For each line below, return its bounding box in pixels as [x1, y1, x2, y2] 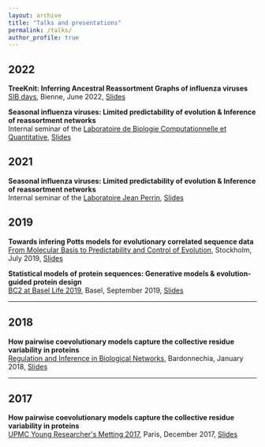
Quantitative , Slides [8, 132, 72, 142]
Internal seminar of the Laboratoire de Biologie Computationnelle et [8, 124, 227, 134]
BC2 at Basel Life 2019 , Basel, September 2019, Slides [8, 285, 184, 295]
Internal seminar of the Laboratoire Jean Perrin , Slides [8, 192, 184, 202]
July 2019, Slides [8, 253, 63, 263]
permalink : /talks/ [8, 26, 73, 34]
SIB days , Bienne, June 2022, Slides [8, 92, 126, 102]
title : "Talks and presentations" [8, 19, 122, 27]
